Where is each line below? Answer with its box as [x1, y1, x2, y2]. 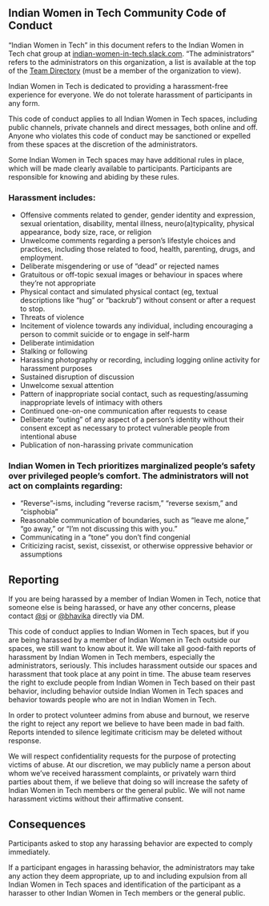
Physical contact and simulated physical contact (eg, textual [19, 287, 219, 297]
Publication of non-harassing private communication [19, 440, 194, 450]
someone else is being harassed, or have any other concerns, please [8, 603, 236, 613]
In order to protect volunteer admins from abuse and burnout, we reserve [8, 710, 250, 720]
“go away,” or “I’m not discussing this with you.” [19, 524, 178, 534]
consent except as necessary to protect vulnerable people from [19, 423, 231, 433]
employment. [19, 253, 64, 263]
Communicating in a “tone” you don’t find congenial [19, 532, 191, 542]
